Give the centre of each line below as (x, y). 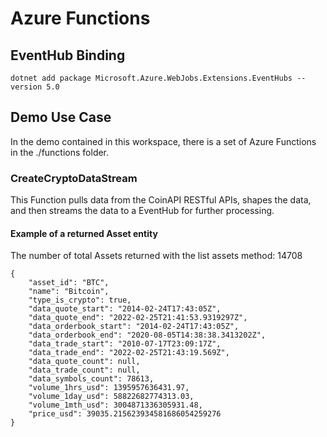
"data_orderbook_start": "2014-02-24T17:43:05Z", (134, 327)
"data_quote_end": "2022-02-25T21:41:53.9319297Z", (138, 318)
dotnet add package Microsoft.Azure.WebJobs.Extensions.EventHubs (151, 78)
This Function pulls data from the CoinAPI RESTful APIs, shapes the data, (161, 200)
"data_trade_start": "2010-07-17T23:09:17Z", (125, 344)
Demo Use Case (61, 117)
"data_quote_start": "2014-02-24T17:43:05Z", (125, 309)
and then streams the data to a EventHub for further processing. (142, 211)
